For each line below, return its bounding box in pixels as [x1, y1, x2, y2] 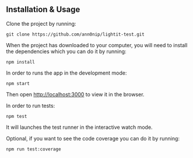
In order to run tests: [6, 102, 55, 109]
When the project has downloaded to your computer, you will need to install [6, 41, 188, 48]
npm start [6, 80, 30, 86]
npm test [6, 113, 27, 119]
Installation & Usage [6, 5, 80, 15]
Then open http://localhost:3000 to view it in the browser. [6, 90, 145, 98]
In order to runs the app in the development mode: [6, 69, 127, 76]
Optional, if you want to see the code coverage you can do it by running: [6, 135, 180, 142]
